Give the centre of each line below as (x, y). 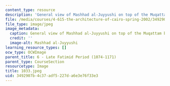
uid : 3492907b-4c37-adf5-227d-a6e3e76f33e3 (52, 76)
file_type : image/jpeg (29, 24)
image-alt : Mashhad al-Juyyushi (44, 43)
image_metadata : (22, 29)
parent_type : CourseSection (35, 62)
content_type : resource (30, 10)
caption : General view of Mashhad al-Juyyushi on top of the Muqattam (86, 33)
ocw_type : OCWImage (26, 52)
